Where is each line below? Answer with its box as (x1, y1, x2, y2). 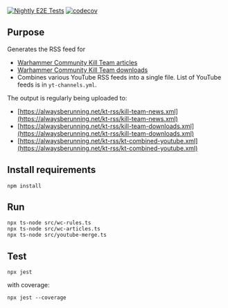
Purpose (7, 26, 45, 38)
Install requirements (7, 164, 96, 176)
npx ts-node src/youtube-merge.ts (7, 232, 107, 239)
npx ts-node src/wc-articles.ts (7, 226, 100, 233)
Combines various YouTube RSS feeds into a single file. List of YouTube (17, 73, 222, 81)
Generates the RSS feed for (7, 45, 86, 53)
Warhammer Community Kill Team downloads (17, 66, 148, 74)
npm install (7, 182, 42, 190)
